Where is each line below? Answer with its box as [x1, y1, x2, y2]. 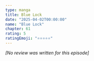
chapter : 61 [5, 26, 30, 32]
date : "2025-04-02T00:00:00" [5, 17, 67, 22]
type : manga [5, 7, 30, 13]
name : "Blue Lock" [5, 21, 44, 27]
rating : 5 [5, 31, 26, 36]
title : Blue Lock [5, 12, 42, 17]
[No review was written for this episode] [5, 49, 89, 56]
